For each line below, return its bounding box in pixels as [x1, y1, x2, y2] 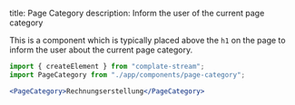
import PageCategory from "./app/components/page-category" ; [9, 70, 246, 80]
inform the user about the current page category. [9, 44, 193, 55]
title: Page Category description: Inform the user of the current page [9, 8, 265, 18]
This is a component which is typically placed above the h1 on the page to [9, 35, 286, 45]
